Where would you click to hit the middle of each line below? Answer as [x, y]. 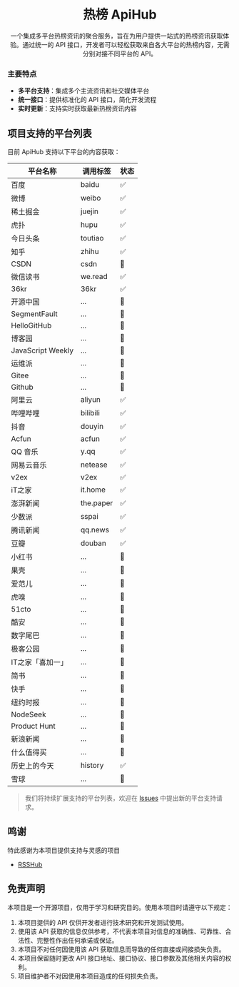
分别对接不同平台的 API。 [120, 54]
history [92, 766]
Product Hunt [33, 727]
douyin [92, 427]
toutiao [92, 238]
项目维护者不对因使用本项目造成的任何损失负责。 [90, 976]
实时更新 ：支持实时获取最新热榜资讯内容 [77, 108]
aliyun [91, 400]
